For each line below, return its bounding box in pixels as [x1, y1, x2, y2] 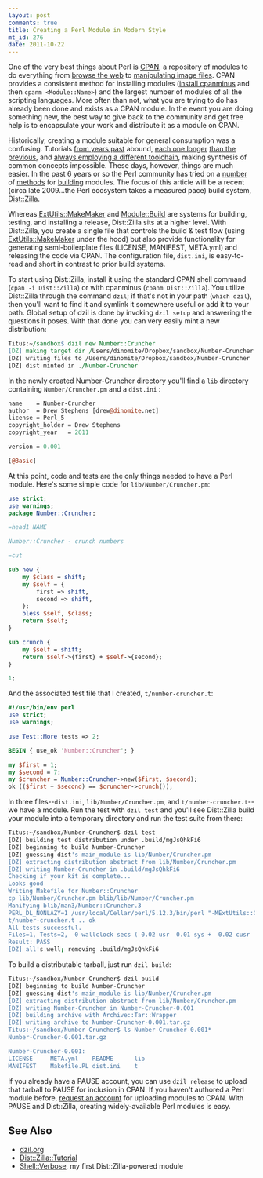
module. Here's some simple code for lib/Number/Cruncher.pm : [8, 480, 211, 489]
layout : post [8, 11, 51, 20]
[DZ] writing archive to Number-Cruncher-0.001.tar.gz [8, 1019, 191, 1027]
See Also [8, 1124, 52, 1137]
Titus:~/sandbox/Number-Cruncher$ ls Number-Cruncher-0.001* [8, 1026, 212, 1034]
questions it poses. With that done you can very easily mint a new [8, 316, 221, 326]
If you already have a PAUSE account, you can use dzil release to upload [8, 1076, 247, 1085]
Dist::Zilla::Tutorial [19, 1153, 77, 1162]
